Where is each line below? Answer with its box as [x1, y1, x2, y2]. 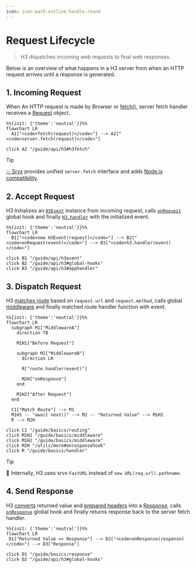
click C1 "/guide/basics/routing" [6, 427, 91, 433]
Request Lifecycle [6, 33, 95, 47]
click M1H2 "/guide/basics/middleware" [6, 437, 104, 443]
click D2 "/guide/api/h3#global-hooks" [6, 556, 104, 562]
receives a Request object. [6, 110, 70, 117]
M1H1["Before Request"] [16, 340, 75, 346]
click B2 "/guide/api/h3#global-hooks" [6, 261, 104, 266]
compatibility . [6, 174, 39, 182]
